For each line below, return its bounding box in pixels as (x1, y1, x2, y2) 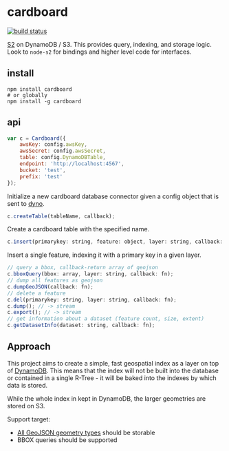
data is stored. (7, 381, 48, 389)
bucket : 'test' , (19, 167, 67, 174)
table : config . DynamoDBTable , (19, 154, 107, 161)
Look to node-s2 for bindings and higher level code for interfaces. (7, 48, 192, 56)
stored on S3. (7, 401, 45, 410)
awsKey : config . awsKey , (19, 141, 88, 148)
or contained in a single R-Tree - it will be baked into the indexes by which (7, 373, 217, 382)
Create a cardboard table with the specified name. (7, 225, 150, 233)
